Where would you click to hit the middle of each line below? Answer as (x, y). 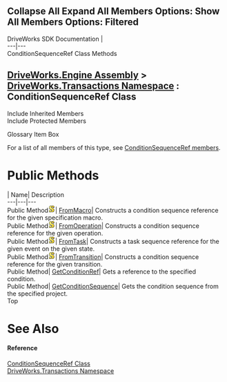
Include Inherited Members (46, 113)
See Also (33, 328)
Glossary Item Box (33, 134)
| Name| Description (36, 194)
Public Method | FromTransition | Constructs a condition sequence (103, 257)
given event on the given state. (51, 249)
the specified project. (37, 294)
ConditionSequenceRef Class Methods (62, 53)
